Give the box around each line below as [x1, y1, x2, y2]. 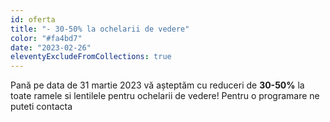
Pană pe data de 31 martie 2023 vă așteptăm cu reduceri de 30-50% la [10, 79, 305, 91]
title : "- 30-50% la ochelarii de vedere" [10, 24, 190, 34]
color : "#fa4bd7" [10, 33, 83, 43]
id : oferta [10, 14, 56, 25]
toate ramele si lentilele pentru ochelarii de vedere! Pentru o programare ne [10, 90, 320, 102]
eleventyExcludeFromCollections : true [10, 52, 172, 62]
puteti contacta [10, 101, 73, 113]
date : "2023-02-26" [10, 42, 92, 53]
